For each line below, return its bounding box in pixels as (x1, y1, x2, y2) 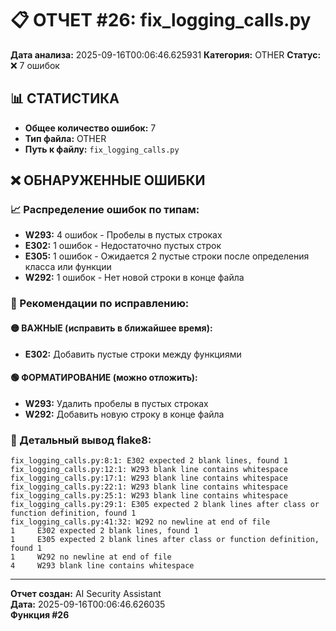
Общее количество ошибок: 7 (24, 122, 157, 134)
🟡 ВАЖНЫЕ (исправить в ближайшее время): (10, 322, 213, 334)
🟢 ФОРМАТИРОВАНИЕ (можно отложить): (10, 372, 198, 384)
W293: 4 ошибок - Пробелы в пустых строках (24, 229, 223, 241)
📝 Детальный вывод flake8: (10, 433, 152, 447)
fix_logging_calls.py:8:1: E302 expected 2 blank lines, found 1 (10, 456, 288, 466)
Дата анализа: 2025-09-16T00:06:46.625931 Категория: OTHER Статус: (10, 48, 322, 61)
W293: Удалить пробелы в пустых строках (24, 397, 209, 409)
